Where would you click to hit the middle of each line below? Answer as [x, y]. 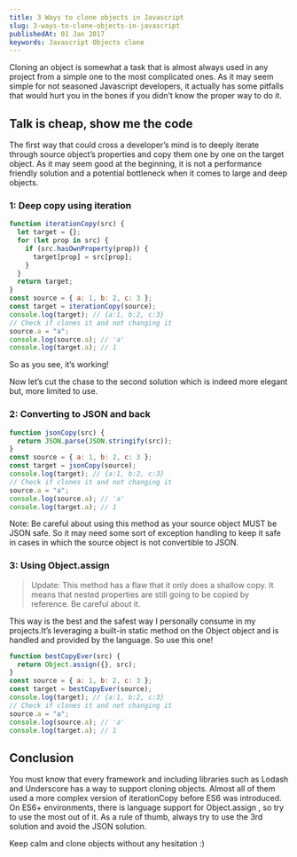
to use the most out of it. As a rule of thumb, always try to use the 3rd [136, 817]
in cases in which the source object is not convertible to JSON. [124, 543]
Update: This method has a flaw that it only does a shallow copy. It [152, 585]
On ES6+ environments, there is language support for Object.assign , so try [147, 807]
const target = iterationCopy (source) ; [83, 307]
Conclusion [42, 758]
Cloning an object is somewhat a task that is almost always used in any [139, 67]
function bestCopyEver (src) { [65, 656]
